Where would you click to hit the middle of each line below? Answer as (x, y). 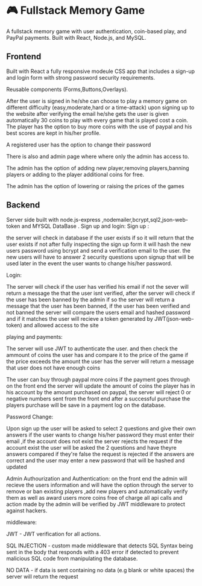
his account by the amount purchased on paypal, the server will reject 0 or (99, 392)
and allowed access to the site (61, 325)
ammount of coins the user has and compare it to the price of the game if (97, 354)
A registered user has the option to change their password (79, 145)
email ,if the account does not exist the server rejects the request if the (94, 441)
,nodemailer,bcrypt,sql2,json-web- (145, 219)
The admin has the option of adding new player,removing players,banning (98, 168)
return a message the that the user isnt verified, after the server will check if (101, 293)
